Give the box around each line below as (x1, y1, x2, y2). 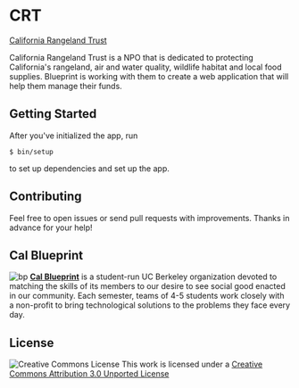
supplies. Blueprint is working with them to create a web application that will (9, 70, 289, 81)
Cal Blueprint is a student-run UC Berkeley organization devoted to (29, 271, 278, 282)
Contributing (9, 189, 82, 204)
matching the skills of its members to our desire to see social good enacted (9, 281, 286, 292)
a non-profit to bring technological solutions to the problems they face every (9, 300, 291, 310)
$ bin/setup (9, 147, 54, 156)
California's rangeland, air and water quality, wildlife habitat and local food (9, 62, 283, 72)
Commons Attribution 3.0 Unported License (9, 368, 170, 379)
